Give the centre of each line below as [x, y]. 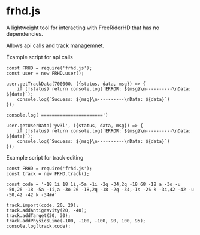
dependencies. [25, 33]
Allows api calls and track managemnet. [55, 45]
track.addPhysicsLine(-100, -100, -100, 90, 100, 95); [76, 221]
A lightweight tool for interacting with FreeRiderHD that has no [83, 28]
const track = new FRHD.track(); [48, 174]
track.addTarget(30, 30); [38, 216]
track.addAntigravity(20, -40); [46, 210]
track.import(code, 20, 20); [43, 205]
